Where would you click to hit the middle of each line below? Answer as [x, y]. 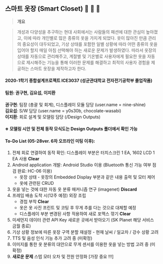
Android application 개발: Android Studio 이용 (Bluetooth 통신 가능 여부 [81, 165]
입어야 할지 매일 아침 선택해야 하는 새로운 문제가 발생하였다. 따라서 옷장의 [87, 50]
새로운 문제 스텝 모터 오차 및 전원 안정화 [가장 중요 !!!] [63, 257]
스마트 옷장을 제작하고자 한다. [58, 68]
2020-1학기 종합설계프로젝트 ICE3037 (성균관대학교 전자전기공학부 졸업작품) [79, 81]
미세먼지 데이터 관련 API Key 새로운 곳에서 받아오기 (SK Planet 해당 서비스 [83, 220]
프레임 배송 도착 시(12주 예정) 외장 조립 [49, 196]
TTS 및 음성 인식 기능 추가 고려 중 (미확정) [52, 238]
